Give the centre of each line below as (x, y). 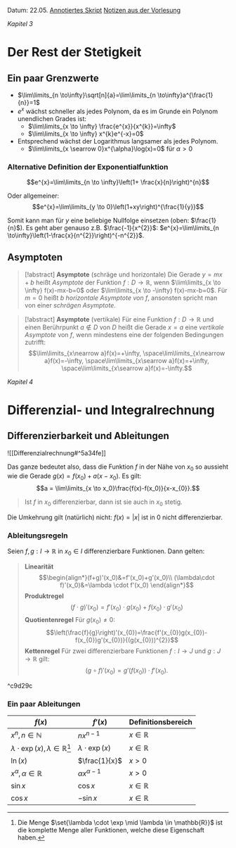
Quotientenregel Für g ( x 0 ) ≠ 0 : (70, 621)
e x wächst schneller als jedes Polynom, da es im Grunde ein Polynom (118, 110)
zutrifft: (35, 342)
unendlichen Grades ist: (52, 118)
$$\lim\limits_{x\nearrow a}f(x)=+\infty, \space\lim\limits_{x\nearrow (127, 353)
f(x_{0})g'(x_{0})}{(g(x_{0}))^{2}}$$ (127, 640)
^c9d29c (20, 685)
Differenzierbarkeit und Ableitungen (88, 436)
